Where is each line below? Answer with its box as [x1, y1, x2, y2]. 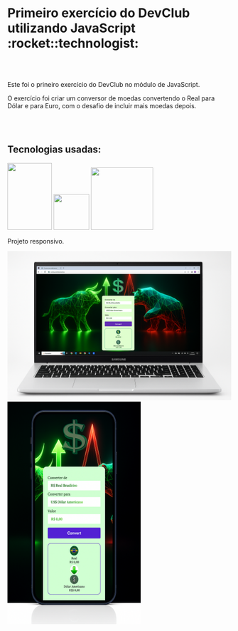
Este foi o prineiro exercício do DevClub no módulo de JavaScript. [7, 80, 200, 88]
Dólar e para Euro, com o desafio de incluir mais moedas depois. [7, 101, 197, 110]
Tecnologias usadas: [7, 144, 102, 156]
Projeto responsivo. [7, 236, 65, 245]
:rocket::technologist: [7, 36, 139, 51]
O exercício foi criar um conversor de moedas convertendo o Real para [7, 94, 215, 103]
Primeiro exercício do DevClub [7, 5, 190, 21]
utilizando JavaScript [7, 20, 136, 36]
